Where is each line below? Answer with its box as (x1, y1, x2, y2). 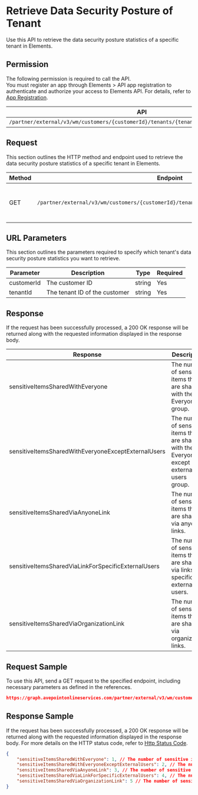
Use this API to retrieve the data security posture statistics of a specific (6, 36, 179, 43)
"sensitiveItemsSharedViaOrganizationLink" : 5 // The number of (16, 779, 178, 784)
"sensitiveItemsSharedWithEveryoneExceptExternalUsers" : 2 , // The (16, 761, 186, 768)
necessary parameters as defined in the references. (6, 684, 133, 690)
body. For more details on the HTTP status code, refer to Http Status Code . (6, 739, 188, 746)
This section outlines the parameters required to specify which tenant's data (6, 249, 192, 256)
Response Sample (6, 711, 74, 721)
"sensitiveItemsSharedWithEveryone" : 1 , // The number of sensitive (16, 756, 189, 762)
